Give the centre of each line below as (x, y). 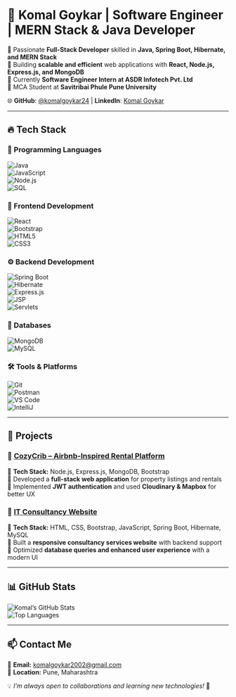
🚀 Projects (30, 436)
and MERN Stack (32, 57)
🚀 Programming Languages (54, 150)
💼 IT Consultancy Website (52, 512)
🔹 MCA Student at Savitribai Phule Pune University (82, 87)
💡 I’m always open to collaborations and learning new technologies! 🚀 (109, 686)
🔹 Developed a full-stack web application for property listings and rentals (115, 479)
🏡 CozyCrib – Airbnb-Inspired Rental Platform (86, 456)
